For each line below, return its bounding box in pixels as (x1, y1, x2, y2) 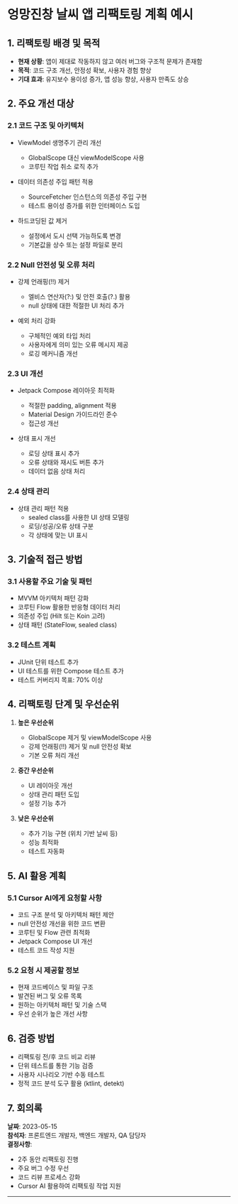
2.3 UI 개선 (7, 369, 44, 379)
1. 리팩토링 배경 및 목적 (7, 37, 101, 49)
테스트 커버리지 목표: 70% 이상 (17, 676, 103, 684)
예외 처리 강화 (17, 316, 56, 325)
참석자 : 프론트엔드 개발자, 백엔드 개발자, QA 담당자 (7, 1131, 147, 1139)
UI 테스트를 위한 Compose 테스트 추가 (17, 666, 124, 675)
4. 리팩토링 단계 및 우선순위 (7, 698, 120, 710)
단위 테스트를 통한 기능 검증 (17, 1061, 94, 1070)
